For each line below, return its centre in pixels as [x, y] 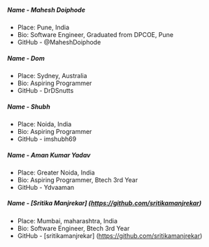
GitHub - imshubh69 [47, 139]
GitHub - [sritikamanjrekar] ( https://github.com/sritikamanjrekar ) [110, 235]
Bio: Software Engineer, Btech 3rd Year [73, 228]
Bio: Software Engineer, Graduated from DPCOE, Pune [95, 34]
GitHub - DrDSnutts [45, 90]
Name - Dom [26, 58]
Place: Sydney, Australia [52, 75]
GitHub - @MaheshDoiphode [59, 42]
